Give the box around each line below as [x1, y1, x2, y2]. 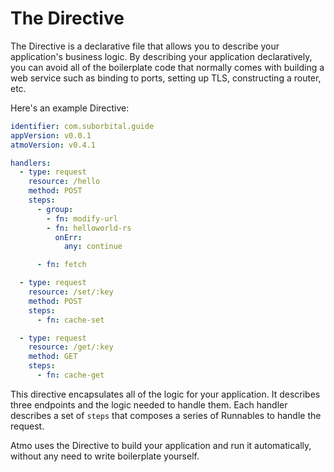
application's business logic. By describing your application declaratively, [10, 50, 313, 62]
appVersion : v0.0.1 [10, 130, 92, 141]
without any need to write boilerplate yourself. [10, 450, 200, 462]
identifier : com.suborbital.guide [10, 121, 155, 131]
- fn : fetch [36, 260, 87, 270]
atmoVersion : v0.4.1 [10, 140, 97, 150]
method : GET [28, 352, 78, 362]
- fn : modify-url [46, 213, 118, 224]
